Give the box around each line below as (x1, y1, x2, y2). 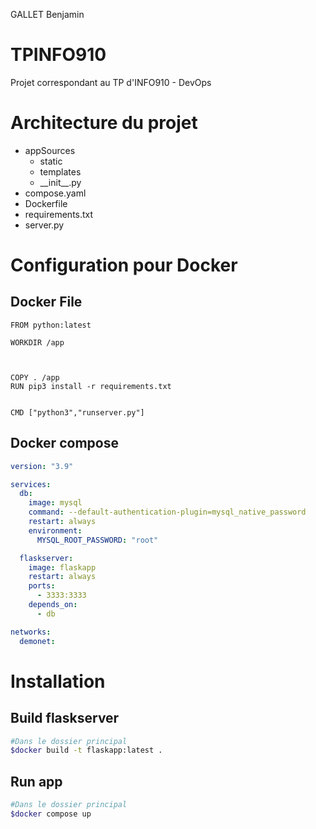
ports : (28, 581, 56, 591)
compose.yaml (24, 187, 87, 199)
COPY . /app (10, 372, 60, 383)
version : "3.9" (10, 461, 74, 471)
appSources (24, 144, 76, 156)
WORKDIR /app (10, 337, 65, 348)
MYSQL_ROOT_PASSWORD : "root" (36, 535, 159, 545)
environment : (28, 525, 83, 536)
